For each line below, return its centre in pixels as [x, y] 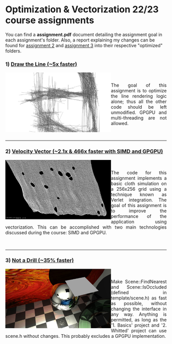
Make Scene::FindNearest [139, 281]
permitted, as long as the [139, 319]
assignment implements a [139, 178]
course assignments [50, 20]
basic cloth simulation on [139, 184]
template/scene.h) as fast [139, 298]
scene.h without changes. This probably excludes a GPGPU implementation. [86, 336]
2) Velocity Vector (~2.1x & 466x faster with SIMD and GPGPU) [84, 151]
